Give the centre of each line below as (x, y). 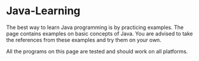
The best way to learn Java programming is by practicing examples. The (95, 27)
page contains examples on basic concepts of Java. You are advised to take (100, 33)
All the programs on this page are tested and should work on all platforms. (97, 51)
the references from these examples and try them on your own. (84, 40)
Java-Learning (43, 11)
